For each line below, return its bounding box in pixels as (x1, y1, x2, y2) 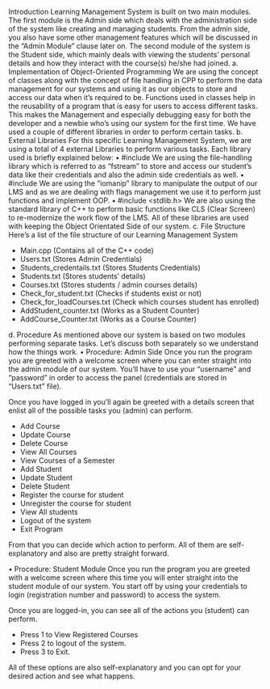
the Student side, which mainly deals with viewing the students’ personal (8, 50, 251, 59)
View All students (19, 507, 78, 516)
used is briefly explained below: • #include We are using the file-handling (8, 153, 252, 162)
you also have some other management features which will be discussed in (8, 32, 258, 42)
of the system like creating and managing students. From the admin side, (8, 24, 251, 33)
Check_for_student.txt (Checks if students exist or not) (19, 288, 202, 298)
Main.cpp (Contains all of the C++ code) (19, 246, 155, 255)
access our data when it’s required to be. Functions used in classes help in (8, 93, 255, 102)
